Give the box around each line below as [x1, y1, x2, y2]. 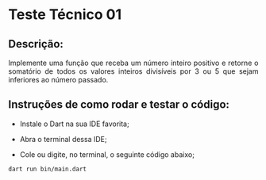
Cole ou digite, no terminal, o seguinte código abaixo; [19, 149, 195, 159]
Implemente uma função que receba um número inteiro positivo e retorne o [8, 58, 259, 67]
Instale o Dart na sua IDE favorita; [19, 119, 129, 128]
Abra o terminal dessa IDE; [19, 134, 107, 144]
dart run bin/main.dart [8, 165, 87, 173]
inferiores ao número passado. [8, 75, 109, 84]
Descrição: [8, 37, 64, 51]
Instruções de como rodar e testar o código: [8, 98, 230, 112]
